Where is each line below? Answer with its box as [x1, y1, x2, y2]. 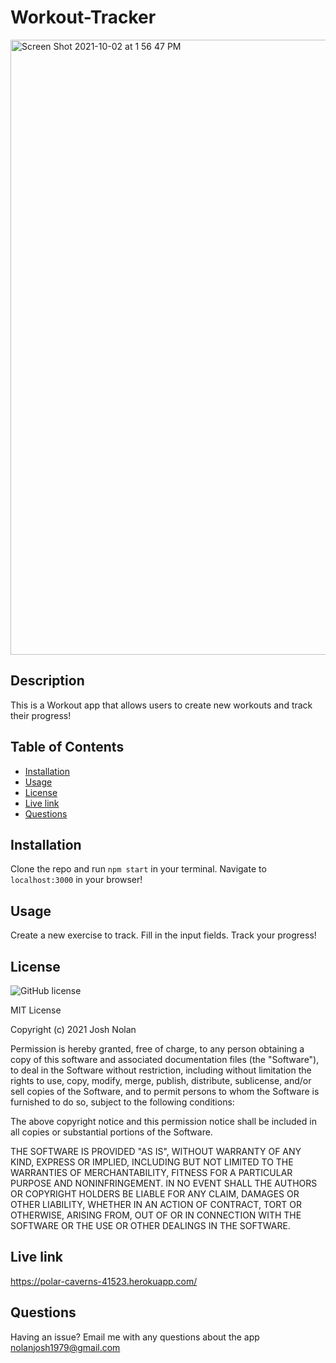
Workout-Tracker [10, 6, 157, 29]
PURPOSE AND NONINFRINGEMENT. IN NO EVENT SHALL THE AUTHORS [10, 1177, 318, 1189]
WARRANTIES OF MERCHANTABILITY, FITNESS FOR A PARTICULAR [10, 1167, 293, 1178]
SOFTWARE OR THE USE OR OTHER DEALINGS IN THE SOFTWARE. [10, 1220, 291, 1231]
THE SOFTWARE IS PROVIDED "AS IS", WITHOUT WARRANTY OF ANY [10, 1146, 302, 1157]
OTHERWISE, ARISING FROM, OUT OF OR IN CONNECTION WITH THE [10, 1209, 302, 1221]
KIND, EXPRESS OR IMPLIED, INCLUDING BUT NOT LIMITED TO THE [10, 1156, 294, 1168]
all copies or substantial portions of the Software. [10, 1126, 213, 1138]
